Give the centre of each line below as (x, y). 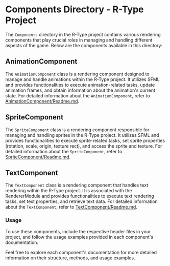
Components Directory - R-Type (75, 9)
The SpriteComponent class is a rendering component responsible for (77, 130)
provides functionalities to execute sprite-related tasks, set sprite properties (85, 140)
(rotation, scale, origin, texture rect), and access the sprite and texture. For (84, 146)
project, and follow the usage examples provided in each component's (79, 237)
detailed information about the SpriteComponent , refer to (64, 151)
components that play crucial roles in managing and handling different (79, 40)
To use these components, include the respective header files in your (78, 231)
